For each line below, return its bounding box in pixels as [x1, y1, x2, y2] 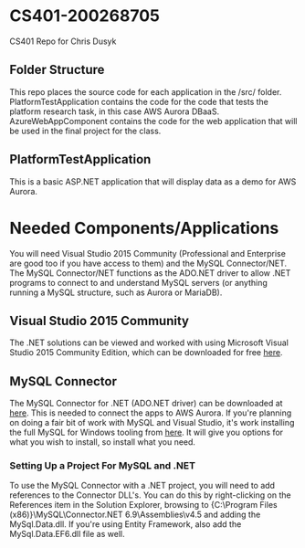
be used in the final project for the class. [9, 125, 162, 136]
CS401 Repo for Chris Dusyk [9, 36, 117, 47]
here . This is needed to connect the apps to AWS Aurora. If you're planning [9, 407, 292, 418]
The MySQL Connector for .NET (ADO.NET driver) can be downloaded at [9, 398, 283, 409]
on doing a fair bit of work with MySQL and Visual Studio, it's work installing [9, 417, 295, 428]
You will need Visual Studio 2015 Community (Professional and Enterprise [9, 248, 286, 258]
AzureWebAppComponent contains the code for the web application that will [9, 115, 298, 126]
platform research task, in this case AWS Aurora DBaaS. [9, 106, 220, 117]
